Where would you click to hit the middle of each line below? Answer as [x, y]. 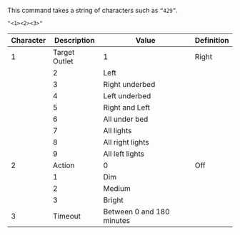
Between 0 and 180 [136, 211]
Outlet [63, 61]
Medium [117, 188]
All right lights [126, 142]
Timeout [66, 216]
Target [64, 52]
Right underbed [129, 84]
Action [64, 165]
